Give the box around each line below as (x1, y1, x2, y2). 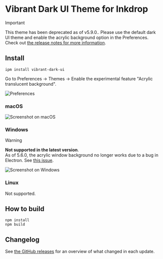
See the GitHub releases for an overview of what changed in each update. (5, 249, 155, 255)
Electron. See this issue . (5, 158, 54, 163)
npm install (5, 218, 29, 223)
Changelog (5, 235, 40, 244)
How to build (5, 205, 45, 213)
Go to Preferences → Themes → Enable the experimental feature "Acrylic (5, 75, 153, 82)
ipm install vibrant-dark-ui (5, 67, 65, 72)
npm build (5, 222, 26, 227)
